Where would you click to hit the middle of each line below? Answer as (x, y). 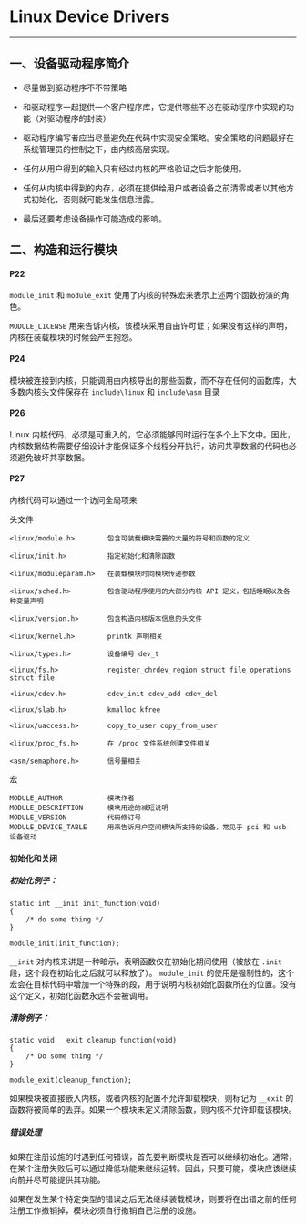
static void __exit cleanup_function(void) (93, 1041)
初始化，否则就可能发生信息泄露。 (95, 199)
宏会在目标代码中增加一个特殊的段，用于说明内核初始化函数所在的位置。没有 (153, 984)
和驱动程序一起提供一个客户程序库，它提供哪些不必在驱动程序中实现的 (154, 107)
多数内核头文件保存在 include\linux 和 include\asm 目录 (115, 391)
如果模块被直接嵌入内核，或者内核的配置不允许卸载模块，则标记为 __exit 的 (152, 1098)
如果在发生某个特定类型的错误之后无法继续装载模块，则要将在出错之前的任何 (153, 1199)
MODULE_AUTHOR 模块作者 (72, 798)
